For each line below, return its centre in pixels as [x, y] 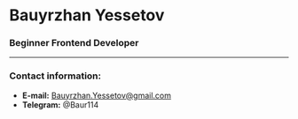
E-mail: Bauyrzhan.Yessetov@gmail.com [96, 95]
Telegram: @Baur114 [60, 104]
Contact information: [55, 76]
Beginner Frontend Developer [74, 43]
